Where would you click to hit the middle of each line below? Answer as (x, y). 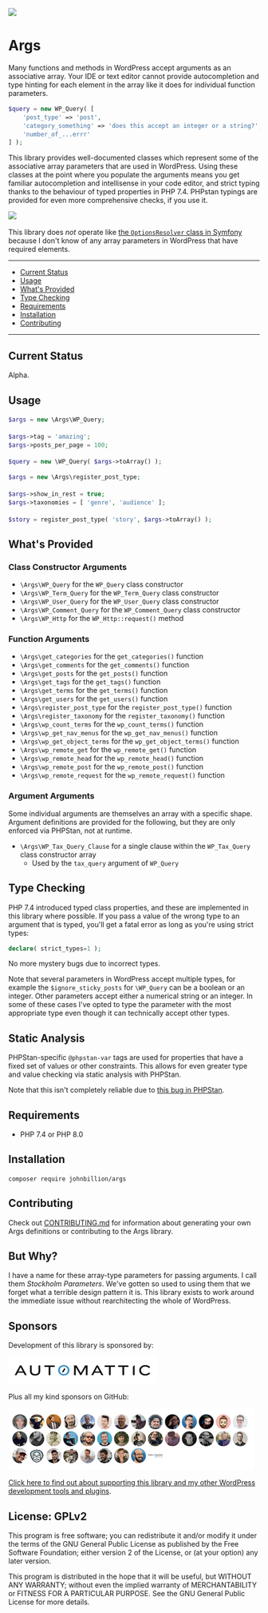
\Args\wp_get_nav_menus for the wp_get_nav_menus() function (118, 733)
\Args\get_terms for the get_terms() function (94, 691)
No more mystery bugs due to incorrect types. (85, 964)
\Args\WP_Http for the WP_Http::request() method (102, 619)
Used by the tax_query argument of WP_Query (105, 862)
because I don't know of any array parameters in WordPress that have (123, 241)
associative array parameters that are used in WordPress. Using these (123, 166)
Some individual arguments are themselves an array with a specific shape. (130, 813)
